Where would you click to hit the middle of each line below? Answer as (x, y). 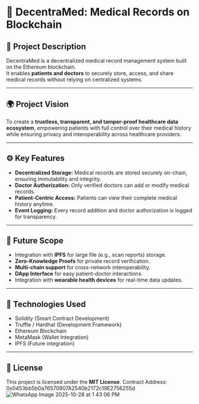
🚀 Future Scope (35, 241)
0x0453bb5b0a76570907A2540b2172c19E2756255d (70, 388)
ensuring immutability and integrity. (58, 179)
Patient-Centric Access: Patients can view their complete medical (96, 198)
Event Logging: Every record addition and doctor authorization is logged (103, 210)
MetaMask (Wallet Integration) (52, 337)
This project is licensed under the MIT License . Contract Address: (87, 382)
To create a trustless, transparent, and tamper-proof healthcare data (92, 121)
